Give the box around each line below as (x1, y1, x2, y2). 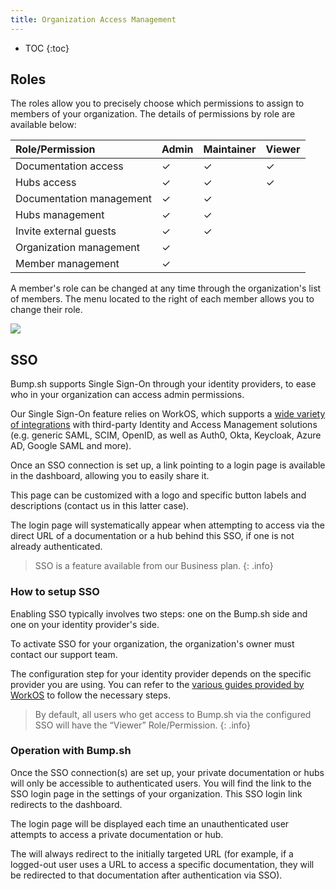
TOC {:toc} (24, 42, 70, 54)
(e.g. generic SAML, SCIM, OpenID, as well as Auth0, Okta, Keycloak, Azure (10, 429, 322, 441)
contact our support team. (10, 648, 118, 660)
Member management (15, 257, 120, 271)
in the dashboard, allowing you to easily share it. (10, 470, 210, 482)
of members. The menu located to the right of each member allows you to (10, 293, 315, 305)
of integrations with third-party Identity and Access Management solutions (10, 419, 318, 431)
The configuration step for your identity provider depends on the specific (10, 667, 312, 680)
